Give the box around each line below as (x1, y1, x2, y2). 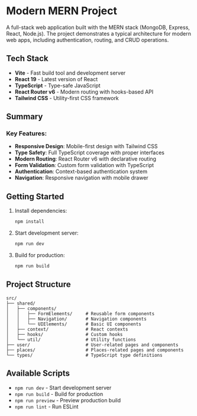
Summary (6, 111, 43, 122)
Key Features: (6, 129, 47, 137)
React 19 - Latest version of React (14, 75, 98, 82)
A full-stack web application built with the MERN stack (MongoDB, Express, (6, 24, 190, 31)
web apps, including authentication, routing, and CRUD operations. (6, 36, 169, 43)
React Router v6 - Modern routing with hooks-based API (14, 88, 154, 95)
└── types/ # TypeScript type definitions (6, 352, 163, 358)
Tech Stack (6, 53, 49, 63)
